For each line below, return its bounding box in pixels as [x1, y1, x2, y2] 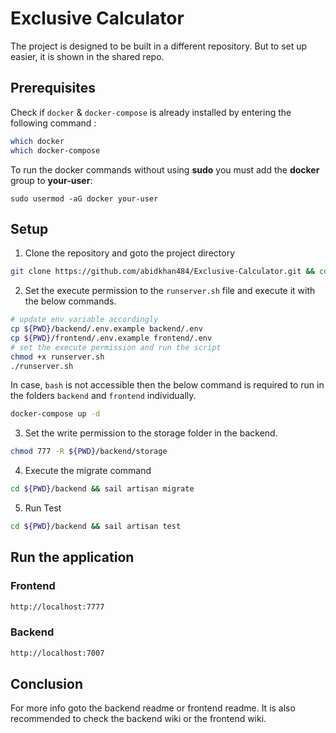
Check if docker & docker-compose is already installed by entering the [10, 106, 292, 118]
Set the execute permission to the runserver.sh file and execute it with [24, 285, 316, 297]
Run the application [10, 549, 135, 566]
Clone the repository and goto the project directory [24, 247, 236, 259]
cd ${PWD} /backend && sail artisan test [10, 522, 182, 532]
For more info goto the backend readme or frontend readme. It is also [10, 702, 296, 714]
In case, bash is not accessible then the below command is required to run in [10, 379, 325, 391]
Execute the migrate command [24, 465, 152, 477]
